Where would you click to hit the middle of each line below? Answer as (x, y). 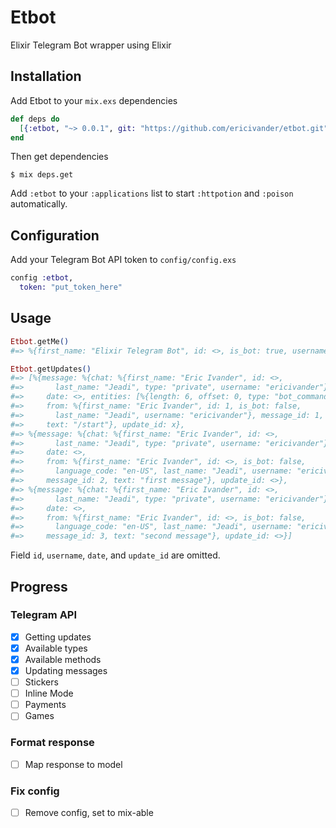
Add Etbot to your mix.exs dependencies (94, 100)
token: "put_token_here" (71, 287)
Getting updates (58, 637)
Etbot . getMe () (40, 341)
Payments (45, 705)
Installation (46, 76)
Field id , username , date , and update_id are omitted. (115, 555)
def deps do (35, 119)
